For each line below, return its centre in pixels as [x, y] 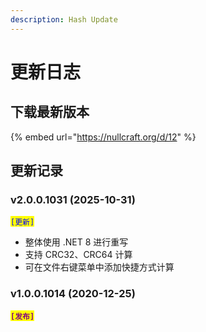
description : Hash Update [64, 19]
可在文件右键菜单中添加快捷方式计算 [99, 267]
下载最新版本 [50, 112]
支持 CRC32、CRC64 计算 [78, 255]
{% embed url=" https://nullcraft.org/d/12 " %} [103, 137]
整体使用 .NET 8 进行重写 [76, 242]
